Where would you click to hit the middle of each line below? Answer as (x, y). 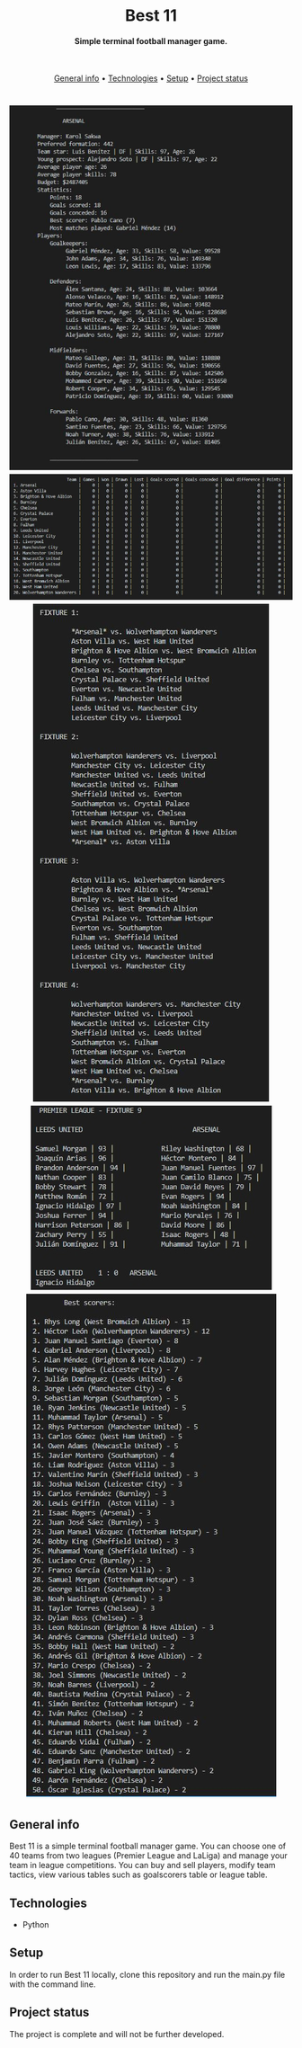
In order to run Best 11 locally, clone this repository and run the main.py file (147, 1974)
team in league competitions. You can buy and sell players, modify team (142, 1865)
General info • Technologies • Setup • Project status (151, 78)
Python (36, 1924)
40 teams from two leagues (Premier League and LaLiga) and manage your (148, 1856)
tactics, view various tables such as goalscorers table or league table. (138, 1874)
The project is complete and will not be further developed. (117, 2034)
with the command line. (53, 1984)
